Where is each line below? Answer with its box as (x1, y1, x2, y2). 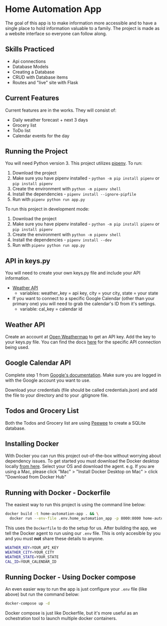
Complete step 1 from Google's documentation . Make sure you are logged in (5, 372, 162, 378)
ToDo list (12, 127, 31, 133)
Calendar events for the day (12, 133, 70, 139)
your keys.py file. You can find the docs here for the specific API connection (5, 339, 162, 345)
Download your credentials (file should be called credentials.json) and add (5, 387, 158, 393)
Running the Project (5, 147, 68, 156)
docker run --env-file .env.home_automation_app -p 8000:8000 (9, 516, 141, 521)
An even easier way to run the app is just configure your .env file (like (5, 586, 148, 592)
